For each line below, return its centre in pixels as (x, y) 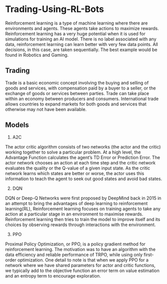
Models (17, 125)
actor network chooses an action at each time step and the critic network (81, 162)
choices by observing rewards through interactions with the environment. (81, 224)
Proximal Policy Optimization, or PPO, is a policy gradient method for (75, 244)
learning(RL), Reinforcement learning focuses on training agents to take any (83, 208)
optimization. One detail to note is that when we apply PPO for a (83, 260)
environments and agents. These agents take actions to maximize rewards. (82, 28)
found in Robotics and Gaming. (37, 55)
